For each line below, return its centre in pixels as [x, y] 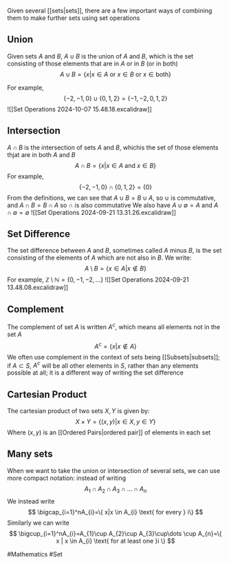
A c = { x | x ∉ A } [116, 346]
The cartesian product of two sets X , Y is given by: [78, 411]
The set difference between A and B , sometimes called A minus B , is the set [115, 251]
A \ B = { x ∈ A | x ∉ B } [116, 269]
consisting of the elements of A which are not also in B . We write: [99, 258]
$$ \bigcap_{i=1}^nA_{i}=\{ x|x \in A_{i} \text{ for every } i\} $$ [116, 512]
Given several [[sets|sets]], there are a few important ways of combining [110, 11]
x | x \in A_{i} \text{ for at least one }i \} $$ [116, 541]
